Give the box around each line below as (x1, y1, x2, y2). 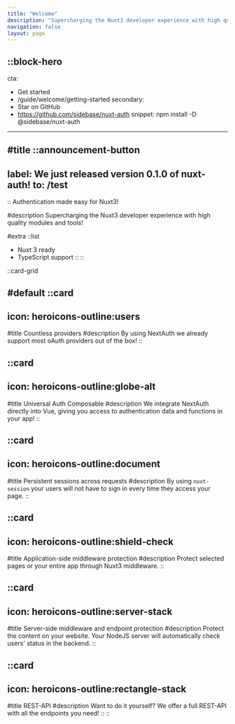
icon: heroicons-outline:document (7, 458, 161, 470)
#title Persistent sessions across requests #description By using (7, 476, 192, 485)
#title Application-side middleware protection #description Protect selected (7, 554, 225, 563)
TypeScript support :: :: (17, 253, 84, 262)
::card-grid (7, 267, 38, 275)
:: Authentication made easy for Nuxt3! (7, 197, 119, 206)
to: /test (32, 179, 69, 191)
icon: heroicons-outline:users (7, 311, 141, 322)
